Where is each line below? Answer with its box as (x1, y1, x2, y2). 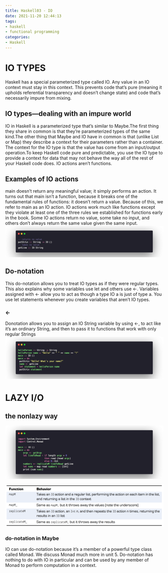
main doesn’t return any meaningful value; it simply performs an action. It (5, 188, 156, 194)
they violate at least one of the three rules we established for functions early (5, 209, 163, 216)
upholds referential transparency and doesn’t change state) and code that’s (5, 90, 161, 96)
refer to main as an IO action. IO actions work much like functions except (5, 204, 155, 210)
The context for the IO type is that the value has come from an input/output (5, 144, 160, 150)
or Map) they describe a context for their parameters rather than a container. (5, 139, 163, 145)
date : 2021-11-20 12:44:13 (5, 13, 62, 19)
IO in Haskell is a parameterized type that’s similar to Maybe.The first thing (5, 123, 159, 129)
